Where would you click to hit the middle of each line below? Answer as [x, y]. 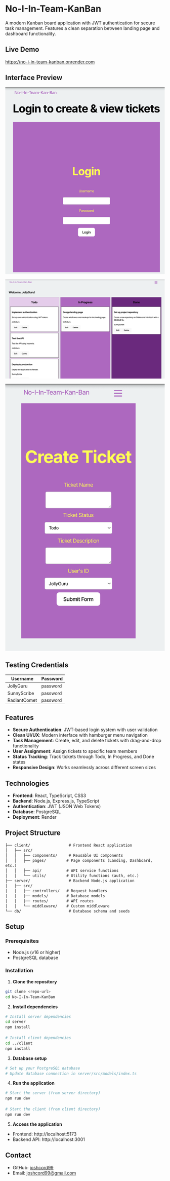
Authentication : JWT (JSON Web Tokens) [57, 807]
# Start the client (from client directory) [53, 1109]
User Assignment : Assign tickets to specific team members [75, 751]
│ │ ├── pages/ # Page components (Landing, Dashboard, [79, 860]
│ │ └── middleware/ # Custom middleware [57, 906]
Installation [19, 971]
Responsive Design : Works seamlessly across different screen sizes [84, 768]
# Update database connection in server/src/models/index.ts [71, 1074]
